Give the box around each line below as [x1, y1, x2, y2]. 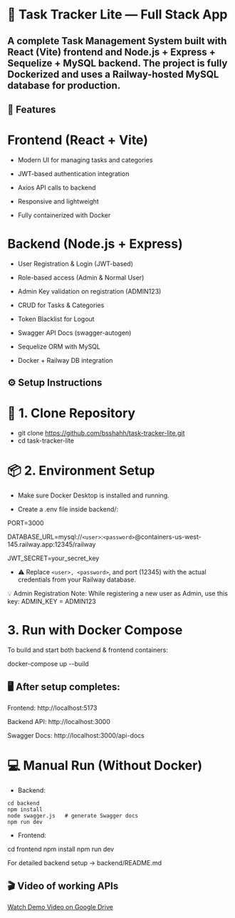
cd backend [7, 800, 40, 807]
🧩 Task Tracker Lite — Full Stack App [7, 6, 228, 23]
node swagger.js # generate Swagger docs [7, 812, 139, 819]
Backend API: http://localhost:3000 [7, 717, 110, 726]
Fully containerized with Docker [17, 210, 111, 220]
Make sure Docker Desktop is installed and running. [17, 491, 169, 500]
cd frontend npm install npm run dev [7, 845, 115, 853]
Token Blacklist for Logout [17, 314, 95, 323]
